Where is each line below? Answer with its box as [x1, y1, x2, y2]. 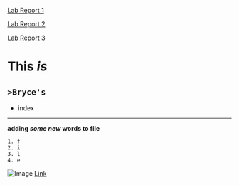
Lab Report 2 [7, 20, 46, 28]
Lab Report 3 [7, 33, 46, 42]
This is [7, 58, 48, 75]
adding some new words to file [7, 125, 100, 132]
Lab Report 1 [7, 6, 44, 14]
